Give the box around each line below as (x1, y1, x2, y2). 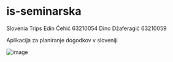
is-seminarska (6, 4, 82, 18)
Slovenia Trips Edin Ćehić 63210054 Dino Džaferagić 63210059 (6, 25, 167, 32)
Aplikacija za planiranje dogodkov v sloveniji (6, 36, 118, 44)
